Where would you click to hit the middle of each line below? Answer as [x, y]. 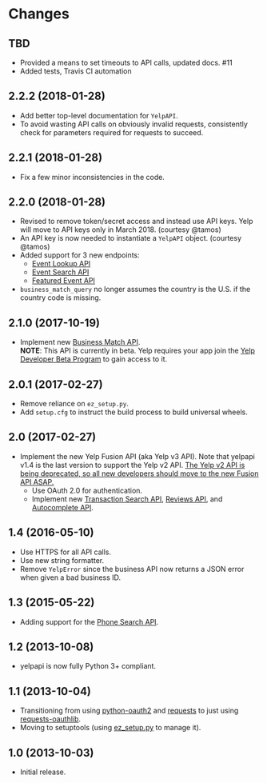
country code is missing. [60, 298]
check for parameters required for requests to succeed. [112, 132]
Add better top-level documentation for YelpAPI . [99, 115]
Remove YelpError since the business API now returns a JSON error [132, 569]
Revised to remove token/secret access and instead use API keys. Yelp [136, 222]
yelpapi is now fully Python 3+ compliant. [88, 666]
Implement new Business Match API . [80, 342]
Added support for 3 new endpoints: [80, 255]
